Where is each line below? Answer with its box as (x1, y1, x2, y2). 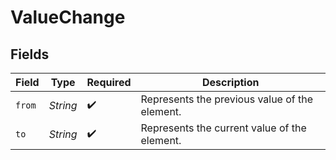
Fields (10, 46, 50, 63)
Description (202, 76, 260, 89)
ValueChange (10, 6, 126, 29)
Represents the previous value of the (140, 92, 314, 106)
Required (86, 76, 132, 89)
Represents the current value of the (140, 121, 307, 135)
